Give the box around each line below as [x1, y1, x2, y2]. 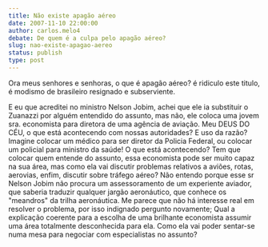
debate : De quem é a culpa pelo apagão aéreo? [8, 34, 166, 42]
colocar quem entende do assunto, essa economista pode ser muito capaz [8, 153, 255, 162]
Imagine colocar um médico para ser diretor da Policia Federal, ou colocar [8, 136, 253, 145]
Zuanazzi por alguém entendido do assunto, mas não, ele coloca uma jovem [8, 110, 260, 120]
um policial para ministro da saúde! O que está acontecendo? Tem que [8, 145, 242, 154]
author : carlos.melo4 [8, 26, 81, 34]
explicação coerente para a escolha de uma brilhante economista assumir [8, 213, 252, 222]
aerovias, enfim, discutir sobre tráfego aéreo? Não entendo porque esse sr [8, 169, 254, 180]
